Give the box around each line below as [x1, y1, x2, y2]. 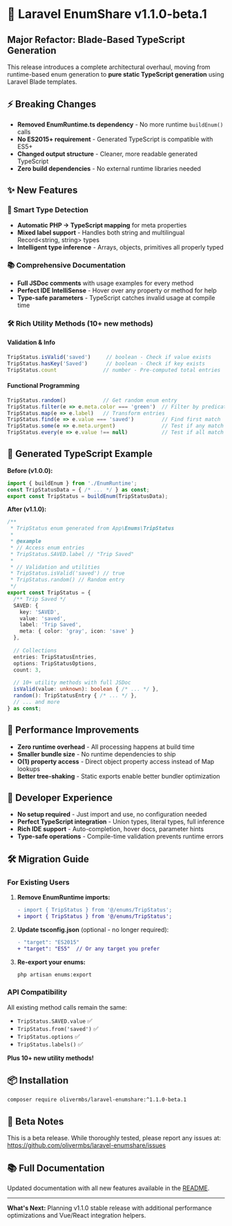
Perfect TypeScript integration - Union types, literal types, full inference [17, 817, 225, 826]
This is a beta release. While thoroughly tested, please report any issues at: [7, 1134, 222, 1142]
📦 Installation [7, 1075, 69, 1086]
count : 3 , [13, 667, 41, 674]
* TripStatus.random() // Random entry [10, 577, 126, 584]
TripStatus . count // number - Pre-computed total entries [7, 366, 221, 373]
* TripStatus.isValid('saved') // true [10, 570, 126, 577]
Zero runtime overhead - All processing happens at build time [17, 743, 195, 751]
